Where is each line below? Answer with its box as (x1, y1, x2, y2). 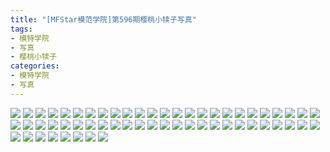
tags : (10, 24, 33, 34)
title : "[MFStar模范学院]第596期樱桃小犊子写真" (10, 14, 197, 25)
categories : (10, 61, 60, 71)
